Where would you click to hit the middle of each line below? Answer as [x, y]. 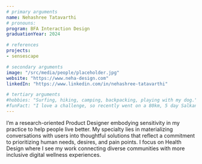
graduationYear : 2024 [33, 34]
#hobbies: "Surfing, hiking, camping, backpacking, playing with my [94, 100]
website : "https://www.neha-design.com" [58, 78]
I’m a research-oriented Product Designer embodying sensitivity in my [93, 123]
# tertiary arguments [33, 95]
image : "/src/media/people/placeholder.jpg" [63, 73]
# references [23, 45]
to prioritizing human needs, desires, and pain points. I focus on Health [94, 142]
